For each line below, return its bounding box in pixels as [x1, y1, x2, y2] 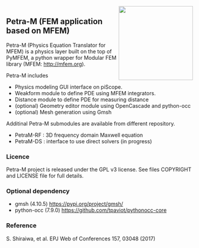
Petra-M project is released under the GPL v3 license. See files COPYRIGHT [6, 166, 191, 173]
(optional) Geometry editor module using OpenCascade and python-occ [14, 102, 191, 109]
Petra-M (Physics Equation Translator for [6, 41, 106, 49]
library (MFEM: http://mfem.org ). [6, 60, 86, 67]
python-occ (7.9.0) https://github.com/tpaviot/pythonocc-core [14, 207, 167, 214]
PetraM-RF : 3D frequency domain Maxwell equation [14, 131, 143, 139]
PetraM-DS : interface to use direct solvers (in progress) [14, 137, 152, 144]
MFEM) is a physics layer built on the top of [6, 47, 113, 55]
